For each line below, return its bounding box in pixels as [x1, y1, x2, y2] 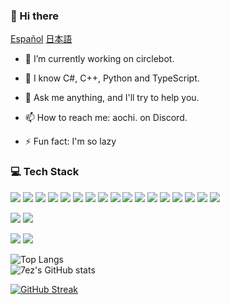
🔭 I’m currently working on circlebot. [24, 53, 175, 65]
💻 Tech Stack [10, 165, 80, 179]
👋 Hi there [10, 9, 60, 23]
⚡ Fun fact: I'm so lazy [24, 135, 117, 148]
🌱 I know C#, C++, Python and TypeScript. [24, 72, 200, 84]
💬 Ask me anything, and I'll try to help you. [24, 92, 200, 104]
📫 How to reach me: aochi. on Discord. [24, 112, 188, 124]
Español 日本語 [10, 33, 73, 45]
